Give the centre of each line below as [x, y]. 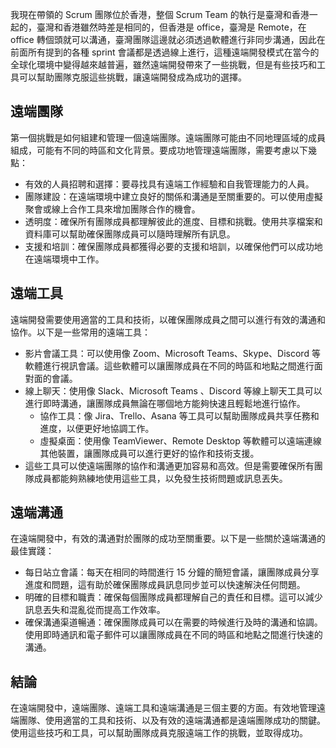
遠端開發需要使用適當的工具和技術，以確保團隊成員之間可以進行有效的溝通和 [168, 319]
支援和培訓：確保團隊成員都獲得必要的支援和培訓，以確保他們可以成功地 [173, 246]
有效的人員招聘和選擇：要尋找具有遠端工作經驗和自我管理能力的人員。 [169, 184]
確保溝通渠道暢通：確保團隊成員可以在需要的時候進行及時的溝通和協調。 [173, 622]
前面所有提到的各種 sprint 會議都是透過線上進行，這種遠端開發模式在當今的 [165, 52]
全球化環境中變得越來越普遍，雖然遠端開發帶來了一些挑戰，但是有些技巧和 [163, 64]
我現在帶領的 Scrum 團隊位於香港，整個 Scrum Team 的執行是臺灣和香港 [160, 14]
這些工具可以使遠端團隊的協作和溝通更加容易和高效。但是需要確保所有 [169, 465]
